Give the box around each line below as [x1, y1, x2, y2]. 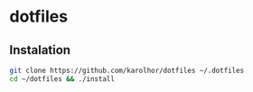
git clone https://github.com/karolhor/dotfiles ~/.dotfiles [9, 66, 245, 75]
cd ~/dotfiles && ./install [9, 74, 116, 83]
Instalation [9, 42, 70, 58]
